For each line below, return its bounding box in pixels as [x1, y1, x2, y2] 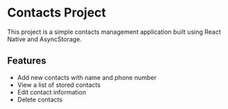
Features [7, 55, 46, 67]
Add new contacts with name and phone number [17, 73, 157, 81]
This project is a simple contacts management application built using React [7, 28, 222, 36]
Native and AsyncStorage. [7, 34, 82, 43]
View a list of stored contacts [17, 81, 101, 89]
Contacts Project [7, 5, 106, 21]
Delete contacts [17, 95, 63, 103]
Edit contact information [17, 88, 87, 96]
